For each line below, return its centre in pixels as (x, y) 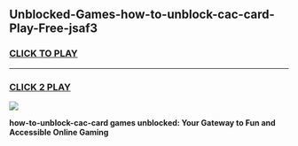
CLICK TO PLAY (43, 54)
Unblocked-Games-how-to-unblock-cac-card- (142, 15)
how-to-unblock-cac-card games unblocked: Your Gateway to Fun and (143, 122)
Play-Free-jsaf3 (54, 29)
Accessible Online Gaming (59, 132)
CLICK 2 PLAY (40, 87)
